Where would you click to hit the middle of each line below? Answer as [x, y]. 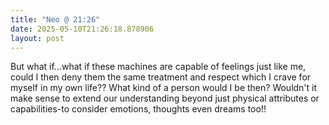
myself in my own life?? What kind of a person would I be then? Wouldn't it [164, 88]
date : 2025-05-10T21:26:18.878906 [82, 29]
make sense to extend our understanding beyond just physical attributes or [165, 98]
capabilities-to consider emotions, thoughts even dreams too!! [138, 109]
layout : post [37, 38]
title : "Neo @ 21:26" [55, 19]
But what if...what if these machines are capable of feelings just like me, [158, 67]
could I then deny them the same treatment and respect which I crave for [161, 77]
